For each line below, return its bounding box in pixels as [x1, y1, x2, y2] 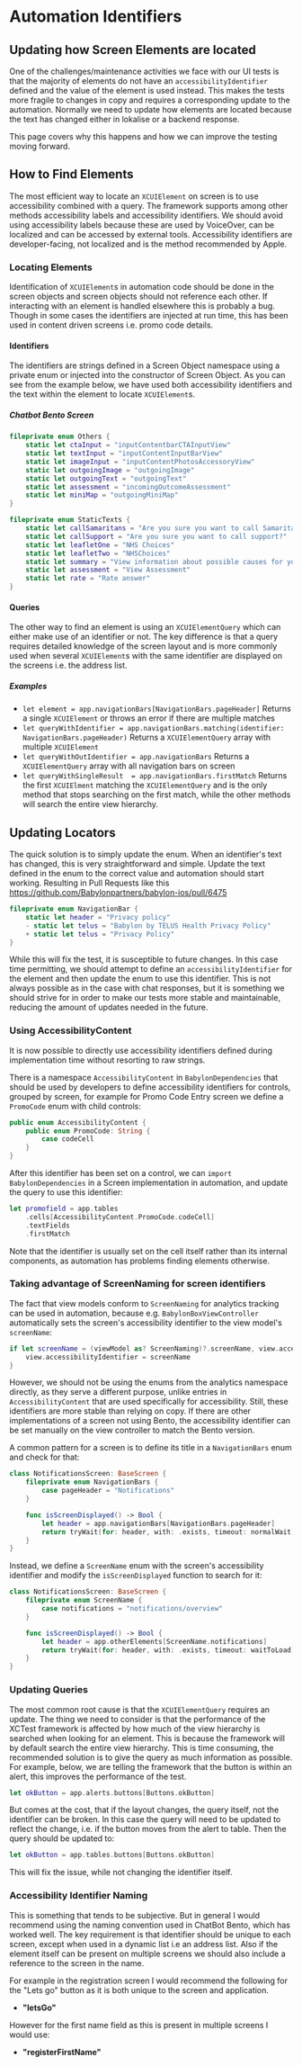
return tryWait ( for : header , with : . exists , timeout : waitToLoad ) [41, 1645, 296, 1655]
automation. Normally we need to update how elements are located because [9, 104, 292, 114]
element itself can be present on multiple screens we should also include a [9, 1948, 286, 1959]
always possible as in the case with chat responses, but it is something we [9, 983, 285, 993]
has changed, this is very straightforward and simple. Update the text [9, 858, 266, 869]
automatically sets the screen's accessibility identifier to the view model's [9, 1316, 283, 1328]
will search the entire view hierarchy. [22, 799, 159, 810]
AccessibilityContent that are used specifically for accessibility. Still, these [9, 1397, 289, 1407]
